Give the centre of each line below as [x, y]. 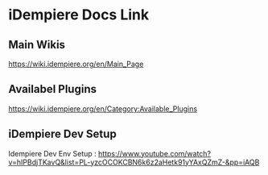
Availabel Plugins [52, 89]
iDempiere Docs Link [79, 15]
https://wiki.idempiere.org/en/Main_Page [76, 64]
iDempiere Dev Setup [62, 134]
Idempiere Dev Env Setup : [52, 153]
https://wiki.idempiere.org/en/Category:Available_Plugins [103, 108]
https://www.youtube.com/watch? [155, 153]
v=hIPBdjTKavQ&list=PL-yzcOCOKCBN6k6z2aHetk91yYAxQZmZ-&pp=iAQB [134, 162]
